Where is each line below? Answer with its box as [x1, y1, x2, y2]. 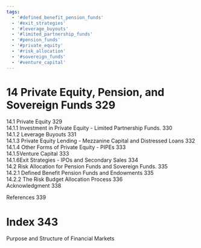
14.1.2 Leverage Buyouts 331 [6, 131, 77, 138]
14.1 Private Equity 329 [6, 118, 62, 126]
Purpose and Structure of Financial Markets [6, 235, 115, 242]
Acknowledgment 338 [6, 182, 62, 189]
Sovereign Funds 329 [6, 98, 116, 112]
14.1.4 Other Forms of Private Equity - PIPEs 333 [6, 144, 126, 151]
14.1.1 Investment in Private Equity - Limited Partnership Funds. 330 [6, 124, 173, 132]
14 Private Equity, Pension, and [6, 85, 165, 99]
